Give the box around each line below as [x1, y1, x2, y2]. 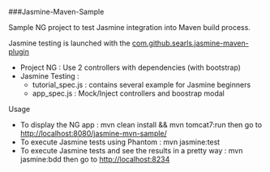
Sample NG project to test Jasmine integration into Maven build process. [8, 23, 251, 32]
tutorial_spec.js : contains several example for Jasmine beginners [32, 80, 251, 89]
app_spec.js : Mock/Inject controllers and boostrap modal [32, 88, 225, 98]
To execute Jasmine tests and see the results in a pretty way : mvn [19, 146, 243, 155]
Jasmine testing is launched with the [8, 38, 131, 48]
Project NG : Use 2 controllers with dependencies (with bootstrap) [19, 62, 242, 72]
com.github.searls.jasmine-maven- [132, 38, 249, 48]
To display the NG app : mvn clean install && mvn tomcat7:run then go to [19, 120, 262, 129]
